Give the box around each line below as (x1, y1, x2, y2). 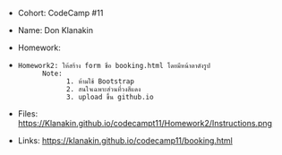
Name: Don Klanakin (17, 25, 94, 35)
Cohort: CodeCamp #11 (17, 8, 104, 18)
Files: (17, 108, 38, 119)
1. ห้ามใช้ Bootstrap (65, 77, 134, 86)
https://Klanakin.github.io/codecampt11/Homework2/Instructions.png (17, 118, 273, 128)
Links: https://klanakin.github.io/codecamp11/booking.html (17, 135, 233, 146)
